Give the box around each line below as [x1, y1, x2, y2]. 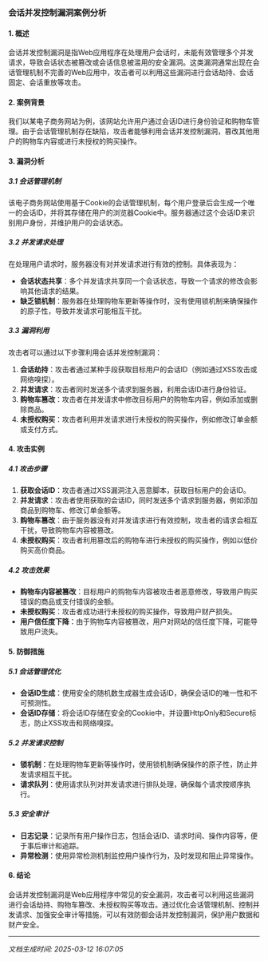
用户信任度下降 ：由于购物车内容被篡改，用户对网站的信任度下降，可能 [19, 617, 251, 626]
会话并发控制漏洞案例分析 [8, 6, 107, 18]
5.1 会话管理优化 [8, 666, 61, 676]
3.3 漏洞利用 [8, 326, 49, 336]
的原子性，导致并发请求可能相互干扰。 [19, 306, 146, 316]
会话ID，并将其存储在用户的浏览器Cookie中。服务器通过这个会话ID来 [22, 208, 248, 217]
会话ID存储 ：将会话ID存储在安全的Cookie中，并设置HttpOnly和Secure [19, 708, 250, 717]
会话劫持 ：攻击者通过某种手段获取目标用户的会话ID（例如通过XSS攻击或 [19, 364, 258, 374]
